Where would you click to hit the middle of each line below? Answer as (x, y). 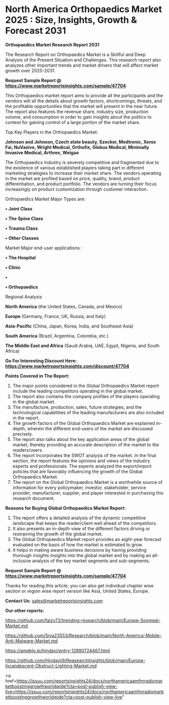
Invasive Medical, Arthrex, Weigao (42, 152)
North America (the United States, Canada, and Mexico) (64, 306)
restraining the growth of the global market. (58, 534)
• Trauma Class (22, 228)
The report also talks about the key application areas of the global (81, 439)
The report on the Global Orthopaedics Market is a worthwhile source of (88, 482)
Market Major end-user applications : (44, 248)
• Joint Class (19, 208)
